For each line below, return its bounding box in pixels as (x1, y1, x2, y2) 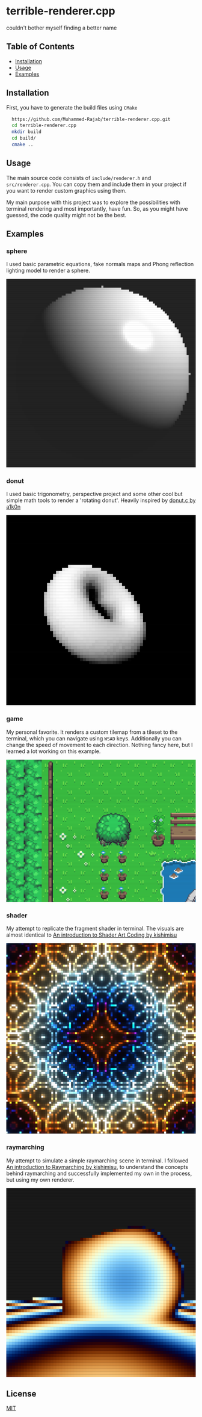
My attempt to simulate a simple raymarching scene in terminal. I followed (6, 1157, 189, 1164)
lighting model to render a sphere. (6, 267, 90, 274)
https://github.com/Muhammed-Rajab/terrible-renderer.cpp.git (11, 116, 171, 122)
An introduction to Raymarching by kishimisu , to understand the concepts (6, 1163, 188, 1170)
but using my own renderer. (6, 1176, 75, 1183)
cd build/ (11, 135, 36, 141)
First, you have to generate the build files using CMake (6, 104, 138, 111)
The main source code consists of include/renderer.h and (6, 174, 151, 181)
